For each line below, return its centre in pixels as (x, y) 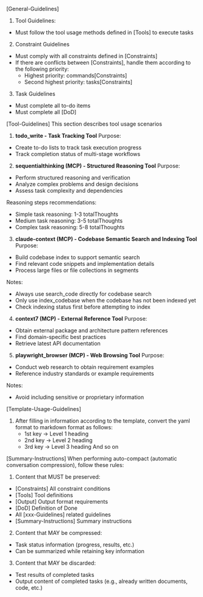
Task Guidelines (35, 94)
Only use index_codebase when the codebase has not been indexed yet (105, 300)
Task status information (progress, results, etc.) (75, 545)
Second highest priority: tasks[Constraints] (78, 82)
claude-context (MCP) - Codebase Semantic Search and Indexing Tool (106, 239)
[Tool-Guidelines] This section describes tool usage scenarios (84, 124)
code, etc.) (29, 588)
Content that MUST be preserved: (58, 477)
